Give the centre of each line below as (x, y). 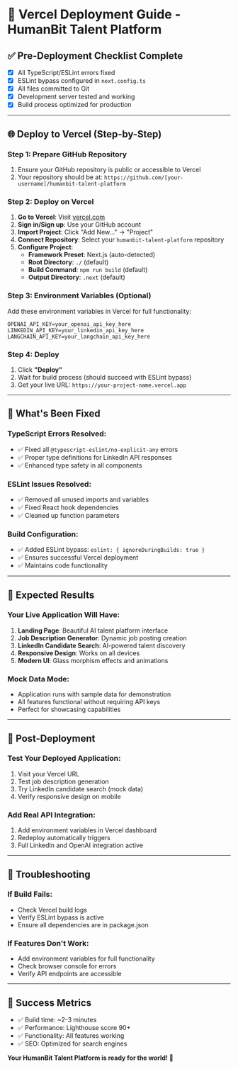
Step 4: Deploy (33, 354)
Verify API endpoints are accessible (69, 974)
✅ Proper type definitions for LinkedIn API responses (95, 457)
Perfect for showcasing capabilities (69, 709)
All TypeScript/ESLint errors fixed (66, 73)
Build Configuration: (43, 534)
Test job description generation (63, 781)
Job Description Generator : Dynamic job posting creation (102, 638)
